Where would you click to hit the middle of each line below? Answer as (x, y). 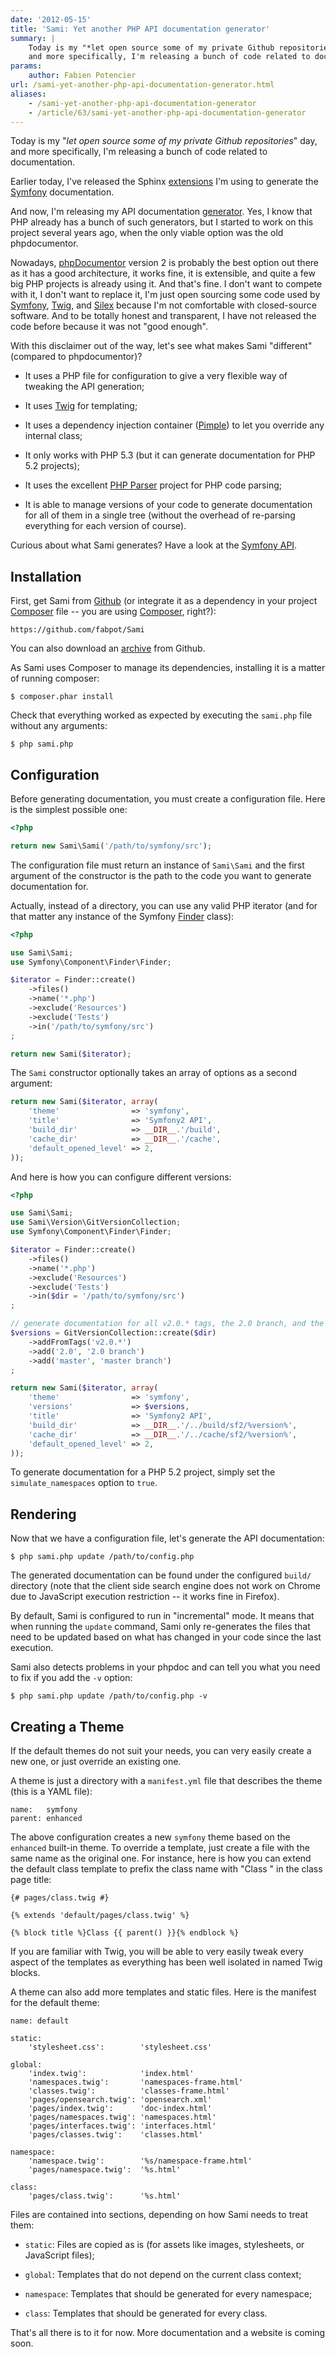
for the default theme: (55, 2002)
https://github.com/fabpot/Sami (77, 630)
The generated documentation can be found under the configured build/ (161, 1575)
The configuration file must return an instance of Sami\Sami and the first (157, 865)
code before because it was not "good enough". (109, 327)
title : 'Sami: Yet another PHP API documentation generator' (140, 29)
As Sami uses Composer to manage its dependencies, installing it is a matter (168, 668)
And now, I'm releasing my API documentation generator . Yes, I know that (161, 212)
